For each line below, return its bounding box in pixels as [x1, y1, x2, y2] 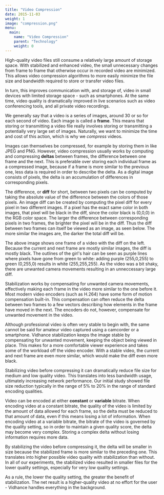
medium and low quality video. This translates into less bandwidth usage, [5, 372, 153, 378]
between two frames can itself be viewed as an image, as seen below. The [5, 225, 155, 231]
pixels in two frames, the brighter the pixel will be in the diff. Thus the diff [5, 220, 152, 226]
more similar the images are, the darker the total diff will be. [5, 230, 125, 236]
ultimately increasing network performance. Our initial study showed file [5, 378, 150, 384]
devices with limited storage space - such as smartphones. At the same [5, 93, 149, 99]
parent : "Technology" [14, 39, 58, 44]
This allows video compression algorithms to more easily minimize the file [5, 73, 154, 78]
